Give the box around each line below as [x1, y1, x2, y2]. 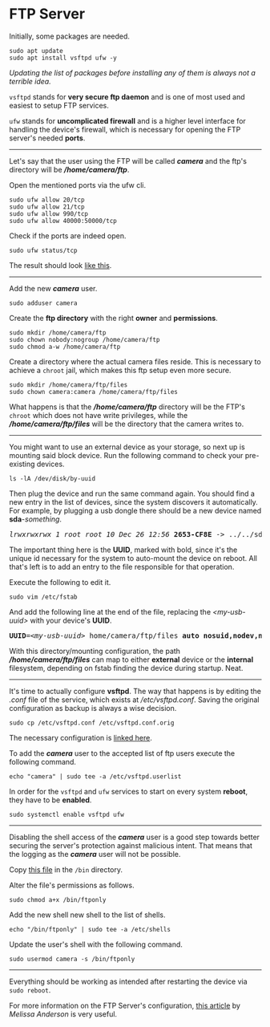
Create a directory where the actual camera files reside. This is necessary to [9, 356, 261, 366]
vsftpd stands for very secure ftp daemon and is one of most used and [9, 91, 245, 101]
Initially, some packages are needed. [9, 31, 131, 41]
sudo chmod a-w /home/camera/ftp [9, 343, 121, 351]
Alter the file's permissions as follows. [9, 880, 135, 890]
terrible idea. [9, 76, 51, 86]
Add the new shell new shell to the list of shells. [9, 910, 166, 919]
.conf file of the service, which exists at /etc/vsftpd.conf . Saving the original [9, 695, 260, 704]
